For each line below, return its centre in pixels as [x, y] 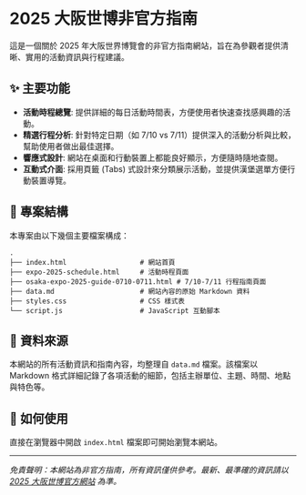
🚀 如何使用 [39, 418]
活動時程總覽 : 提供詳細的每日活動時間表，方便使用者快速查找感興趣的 [153, 112]
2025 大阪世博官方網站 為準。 [66, 481]
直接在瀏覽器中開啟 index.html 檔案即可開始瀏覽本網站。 [116, 442]
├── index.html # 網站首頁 [92, 262]
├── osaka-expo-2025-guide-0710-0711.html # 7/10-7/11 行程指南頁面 [138, 282]
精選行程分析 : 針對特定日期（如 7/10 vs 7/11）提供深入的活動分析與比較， [159, 135]
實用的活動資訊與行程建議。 [77, 56]
